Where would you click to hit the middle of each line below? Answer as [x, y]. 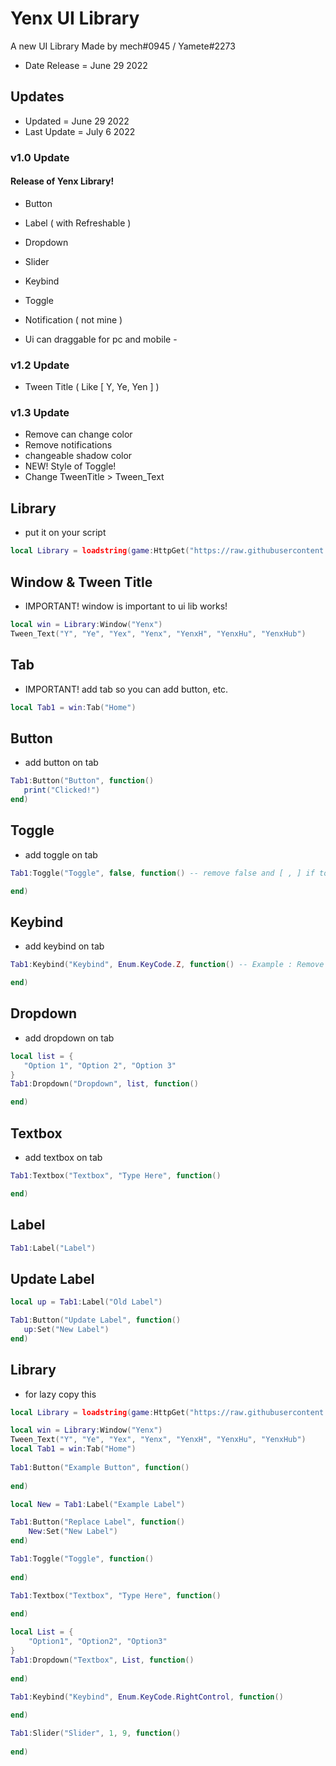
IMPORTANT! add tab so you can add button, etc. [126, 689]
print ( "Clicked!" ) [62, 790]
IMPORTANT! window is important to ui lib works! [126, 606]
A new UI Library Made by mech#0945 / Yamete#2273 [123, 46]
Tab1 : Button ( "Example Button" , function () [100, 1467]
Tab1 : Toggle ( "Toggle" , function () [82, 1559]
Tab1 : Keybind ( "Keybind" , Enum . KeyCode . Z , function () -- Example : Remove [167, 965]
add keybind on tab [64, 946]
